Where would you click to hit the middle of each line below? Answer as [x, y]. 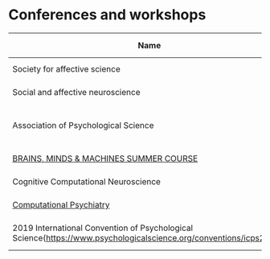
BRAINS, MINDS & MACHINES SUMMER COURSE [105, 158]
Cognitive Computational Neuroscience [86, 181]
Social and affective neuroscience [76, 92]
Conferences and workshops [107, 15]
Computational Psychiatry [61, 204]
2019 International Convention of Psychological [103, 228]
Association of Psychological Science [83, 125]
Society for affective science [66, 68]
